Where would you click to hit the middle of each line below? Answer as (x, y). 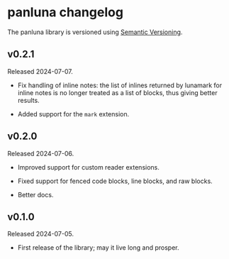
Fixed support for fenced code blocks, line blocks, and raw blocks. (115, 181)
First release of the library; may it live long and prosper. (98, 248)
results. (29, 100)
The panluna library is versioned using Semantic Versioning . (95, 32)
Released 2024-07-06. (41, 153)
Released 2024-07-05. (41, 234)
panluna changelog (66, 12)
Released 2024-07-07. (40, 71)
